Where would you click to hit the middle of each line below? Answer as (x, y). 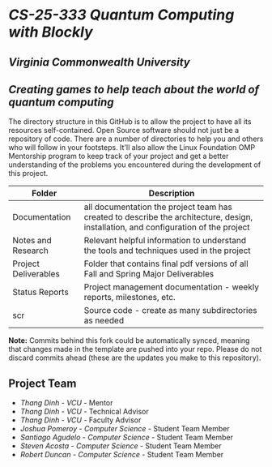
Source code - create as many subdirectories (170, 311)
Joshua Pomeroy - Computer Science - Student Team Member (125, 429)
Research (30, 251)
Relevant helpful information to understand (165, 241)
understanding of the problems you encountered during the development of (135, 165)
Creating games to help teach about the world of (134, 90)
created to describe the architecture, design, (168, 217)
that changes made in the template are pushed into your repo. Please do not (135, 349)
